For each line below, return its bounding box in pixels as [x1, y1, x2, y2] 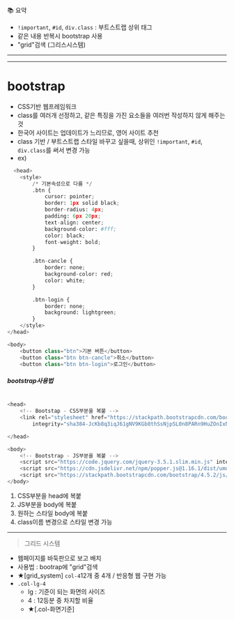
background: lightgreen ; [44, 309, 117, 316]
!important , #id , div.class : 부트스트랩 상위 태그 [17, 23, 153, 31]
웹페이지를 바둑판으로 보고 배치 [17, 554, 102, 562]
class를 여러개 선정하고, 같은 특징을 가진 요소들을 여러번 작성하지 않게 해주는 [17, 111, 226, 119]
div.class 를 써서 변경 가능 [17, 146, 91, 154]
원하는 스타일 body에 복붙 [17, 508, 88, 517]
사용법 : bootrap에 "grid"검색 [17, 562, 98, 570]
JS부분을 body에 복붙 [17, 500, 77, 508]
